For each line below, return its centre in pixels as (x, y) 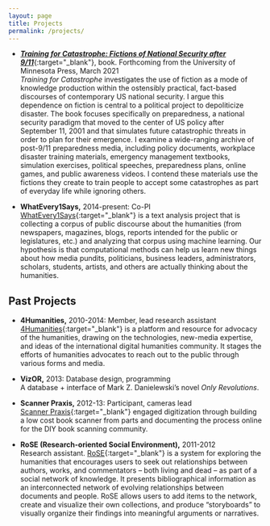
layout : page (30, 16)
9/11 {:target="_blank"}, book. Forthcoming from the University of (128, 62)
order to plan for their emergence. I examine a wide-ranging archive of (137, 140)
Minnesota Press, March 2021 (69, 71)
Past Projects (42, 301)
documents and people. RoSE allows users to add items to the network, (138, 496)
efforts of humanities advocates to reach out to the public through (129, 355)
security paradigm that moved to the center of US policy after (122, 123)
